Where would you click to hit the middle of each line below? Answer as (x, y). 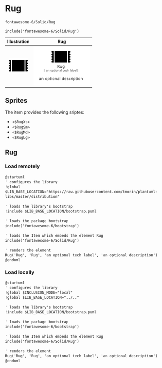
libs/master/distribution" (32, 196)
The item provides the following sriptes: (45, 112)
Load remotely (23, 166)
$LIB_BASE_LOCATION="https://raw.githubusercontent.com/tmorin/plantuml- (81, 192)
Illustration (18, 41)
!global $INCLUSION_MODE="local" (39, 292)
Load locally (20, 272)
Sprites (16, 100)
